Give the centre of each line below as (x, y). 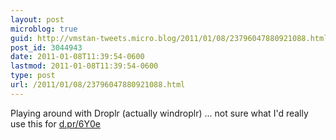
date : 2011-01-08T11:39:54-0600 (77, 57)
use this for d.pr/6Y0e (55, 123)
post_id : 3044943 (46, 47)
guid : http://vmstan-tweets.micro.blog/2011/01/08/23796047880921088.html (169, 38)
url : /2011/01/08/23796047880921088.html (98, 85)
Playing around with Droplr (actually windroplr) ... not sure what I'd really (159, 113)
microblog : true (44, 29)
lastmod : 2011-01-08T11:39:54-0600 (84, 66)
